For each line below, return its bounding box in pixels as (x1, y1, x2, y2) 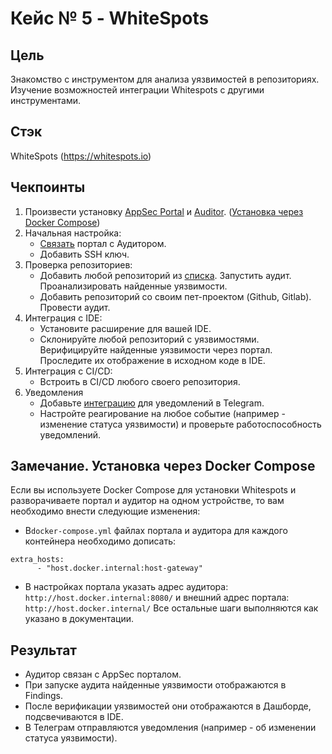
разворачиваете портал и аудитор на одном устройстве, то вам (10, 495, 285, 507)
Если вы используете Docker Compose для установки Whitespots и (10, 484, 297, 496)
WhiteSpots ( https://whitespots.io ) (10, 150, 152, 162)
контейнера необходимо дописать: (24, 535, 177, 547)
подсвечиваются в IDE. (24, 711, 124, 723)
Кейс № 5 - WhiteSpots (10, 7, 210, 30)
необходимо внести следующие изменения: (10, 505, 201, 517)
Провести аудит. (39, 301, 111, 313)
